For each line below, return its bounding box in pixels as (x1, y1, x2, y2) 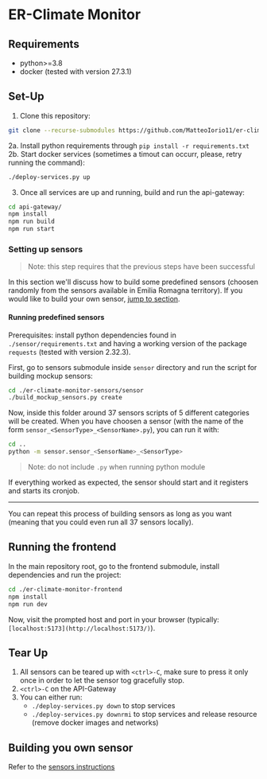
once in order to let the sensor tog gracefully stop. (19, 676, 185, 685)
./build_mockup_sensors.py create (8, 394, 123, 402)
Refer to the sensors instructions (8, 762, 115, 772)
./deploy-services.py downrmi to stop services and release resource (31, 710, 257, 719)
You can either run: (19, 692, 83, 702)
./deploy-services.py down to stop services (31, 701, 176, 711)
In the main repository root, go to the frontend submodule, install (8, 561, 220, 571)
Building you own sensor (8, 741, 133, 754)
